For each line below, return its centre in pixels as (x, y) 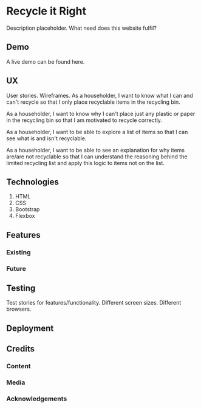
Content (19, 367)
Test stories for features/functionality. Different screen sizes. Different (94, 303)
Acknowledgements (37, 399)
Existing (19, 252)
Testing (21, 288)
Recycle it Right (46, 11)
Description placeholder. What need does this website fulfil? (81, 28)
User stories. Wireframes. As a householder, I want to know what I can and (100, 95)
